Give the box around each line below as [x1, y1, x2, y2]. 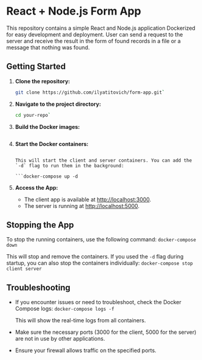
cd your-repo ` [15, 112, 51, 118]
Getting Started [6, 61, 66, 72]
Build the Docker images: [15, 123, 80, 130]
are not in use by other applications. [15, 335, 105, 342]
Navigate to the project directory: [15, 100, 101, 108]
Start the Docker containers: [15, 140, 89, 147]
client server [6, 266, 42, 272]
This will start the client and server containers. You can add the [15, 157, 192, 164]
